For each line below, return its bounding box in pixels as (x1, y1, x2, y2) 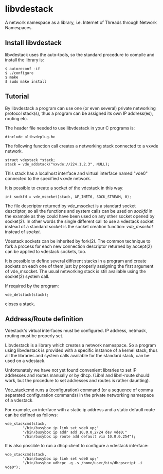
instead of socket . (5, 229, 41, 235)
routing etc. (5, 115, 28, 121)
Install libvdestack (5, 39, 62, 47)
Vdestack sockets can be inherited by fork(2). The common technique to (5, 238, 151, 244)
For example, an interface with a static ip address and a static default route (5, 407, 155, 413)
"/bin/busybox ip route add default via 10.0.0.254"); (22, 434, 136, 439)
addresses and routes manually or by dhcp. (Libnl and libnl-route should (5, 372, 150, 378)
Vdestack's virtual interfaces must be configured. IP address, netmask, (5, 328, 147, 334)
